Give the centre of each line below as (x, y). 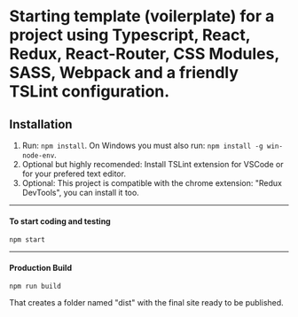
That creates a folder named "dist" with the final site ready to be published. (146, 303)
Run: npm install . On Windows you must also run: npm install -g (142, 145)
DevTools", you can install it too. (80, 193)
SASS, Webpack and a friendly (124, 73)
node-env (38, 156)
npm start (27, 240)
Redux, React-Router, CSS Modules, (144, 54)
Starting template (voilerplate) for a (142, 16)
